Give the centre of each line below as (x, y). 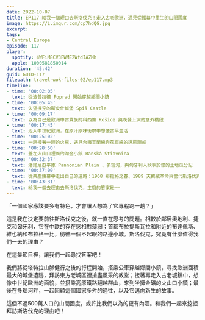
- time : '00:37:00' (31, 171)
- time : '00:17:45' (31, 126)
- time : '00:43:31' (31, 182)
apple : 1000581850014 (39, 63)
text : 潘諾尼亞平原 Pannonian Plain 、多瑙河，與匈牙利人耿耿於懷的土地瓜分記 (103, 165)
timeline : (19, 86)
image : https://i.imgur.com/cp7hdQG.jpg (59, 23)
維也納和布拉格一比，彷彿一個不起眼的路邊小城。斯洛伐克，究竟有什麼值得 (100, 234)
